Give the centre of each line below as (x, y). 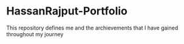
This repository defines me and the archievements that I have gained (92, 28)
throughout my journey (35, 34)
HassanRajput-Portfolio (67, 11)
